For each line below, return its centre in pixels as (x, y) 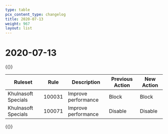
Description (86, 82)
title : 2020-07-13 (24, 19)
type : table (17, 10)
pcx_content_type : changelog (35, 14)
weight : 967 (17, 24)
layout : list (19, 28)
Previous (122, 79)
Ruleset (23, 82)
